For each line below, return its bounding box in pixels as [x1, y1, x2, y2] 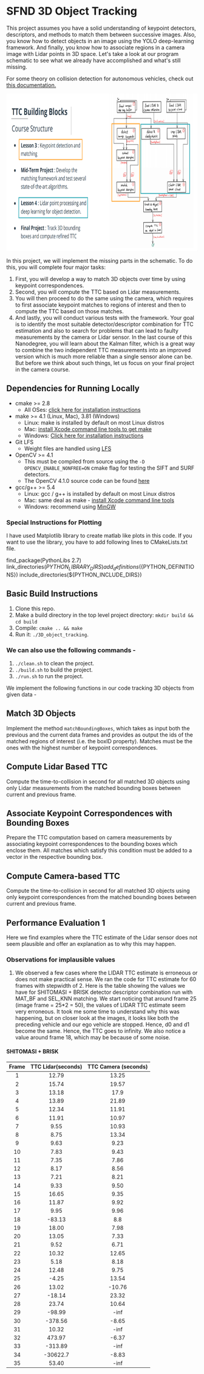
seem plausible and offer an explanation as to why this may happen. [6, 940, 177, 948]
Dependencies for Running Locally [6, 383, 140, 394]
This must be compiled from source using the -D [24, 457, 145, 465]
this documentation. [6, 81, 56, 89]
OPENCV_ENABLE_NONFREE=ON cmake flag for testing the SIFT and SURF [24, 464, 195, 471]
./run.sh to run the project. [15, 672, 84, 679]
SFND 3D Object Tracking [6, 4, 138, 18]
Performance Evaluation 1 [6, 917, 106, 928]
